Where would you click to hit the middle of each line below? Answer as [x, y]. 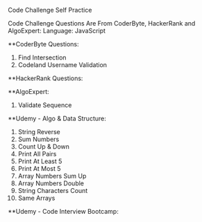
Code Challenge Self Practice [50, 10]
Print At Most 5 [39, 168]
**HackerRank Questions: [45, 78]
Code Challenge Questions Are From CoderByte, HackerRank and [102, 23]
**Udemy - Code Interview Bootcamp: [63, 211]
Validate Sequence [45, 105]
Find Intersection [42, 57]
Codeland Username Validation [62, 65]
